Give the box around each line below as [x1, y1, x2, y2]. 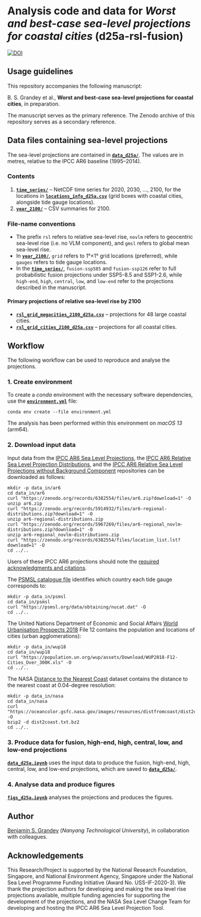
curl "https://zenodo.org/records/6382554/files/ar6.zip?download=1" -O [7, 495, 191, 501]
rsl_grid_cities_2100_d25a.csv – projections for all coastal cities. [15, 324, 177, 331]
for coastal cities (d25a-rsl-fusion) [7, 30, 184, 43]
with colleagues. [7, 833, 48, 841]
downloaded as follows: [7, 473, 65, 480]
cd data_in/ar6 [7, 490, 45, 496]
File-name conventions [7, 219, 76, 228]
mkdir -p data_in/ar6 [7, 484, 61, 491]
